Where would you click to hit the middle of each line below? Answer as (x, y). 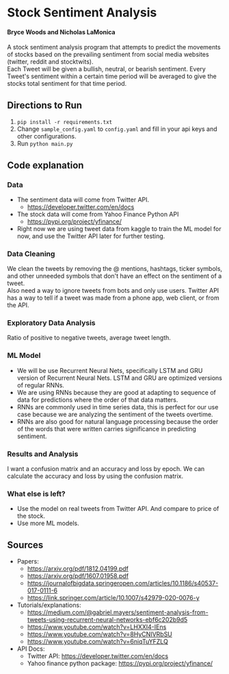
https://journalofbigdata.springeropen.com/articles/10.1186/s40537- (123, 583)
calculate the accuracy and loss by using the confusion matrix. (95, 476)
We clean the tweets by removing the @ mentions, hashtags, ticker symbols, (115, 269)
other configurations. (46, 136)
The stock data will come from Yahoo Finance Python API (98, 214)
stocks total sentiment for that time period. (67, 84)
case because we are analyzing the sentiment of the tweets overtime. (115, 414)
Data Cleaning (31, 254)
